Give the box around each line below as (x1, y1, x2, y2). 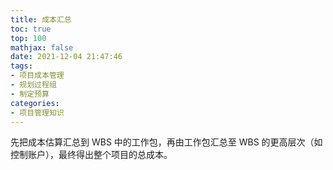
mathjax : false (10, 42, 74, 53)
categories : (10, 98, 60, 108)
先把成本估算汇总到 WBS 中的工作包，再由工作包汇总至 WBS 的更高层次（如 (10, 136, 323, 148)
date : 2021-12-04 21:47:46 (10, 52, 123, 62)
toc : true (10, 24, 52, 34)
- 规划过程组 (10, 80, 57, 90)
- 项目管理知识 (10, 107, 65, 118)
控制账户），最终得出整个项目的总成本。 (10, 149, 173, 161)
